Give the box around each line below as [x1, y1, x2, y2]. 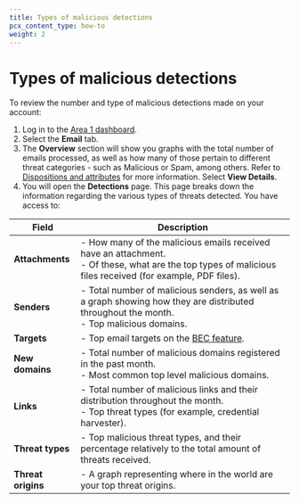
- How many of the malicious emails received [80, 236, 271, 249]
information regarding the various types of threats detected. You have [21, 191, 279, 202]
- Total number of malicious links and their [80, 383, 258, 396]
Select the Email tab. [21, 134, 100, 144]
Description [157, 221, 209, 234]
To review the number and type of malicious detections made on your [9, 97, 264, 108]
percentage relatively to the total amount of [80, 442, 261, 455]
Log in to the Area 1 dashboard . [21, 124, 138, 135]
